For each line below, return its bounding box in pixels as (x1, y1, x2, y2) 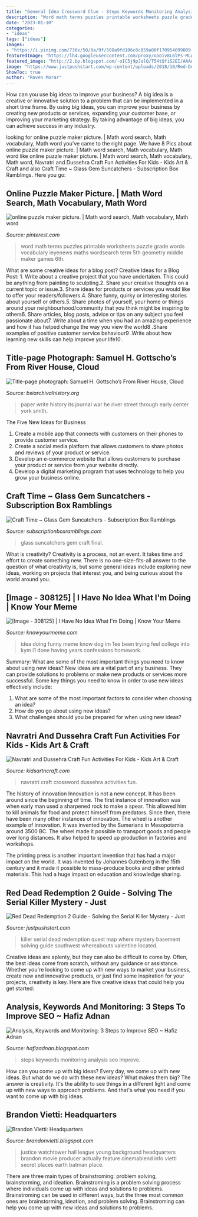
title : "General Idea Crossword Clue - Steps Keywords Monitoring (6, 8, 173, 15)
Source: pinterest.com (6, 231, 60, 238)
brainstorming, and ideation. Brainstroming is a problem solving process (6, 1179, 181, 1186)
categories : (6, 25, 35, 31)
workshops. (6, 840, 35, 847)
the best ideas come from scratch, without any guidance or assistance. (6, 960, 179, 967)
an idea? (14, 701, 36, 708)
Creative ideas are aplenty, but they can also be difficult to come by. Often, (6, 953, 188, 960)
